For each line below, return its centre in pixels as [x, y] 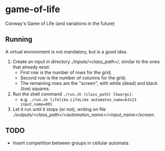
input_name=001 [36, 104]
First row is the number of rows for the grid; [66, 72]
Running [19, 39]
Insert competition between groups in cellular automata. [71, 143]
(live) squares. [35, 88]
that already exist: [31, 67]
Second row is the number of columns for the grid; [73, 78]
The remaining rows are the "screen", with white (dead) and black [89, 83]
